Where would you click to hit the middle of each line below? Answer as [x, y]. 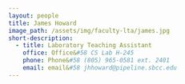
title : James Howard [43, 23]
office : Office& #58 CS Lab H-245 [78, 53]
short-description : [41, 38]
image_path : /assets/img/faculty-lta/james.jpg [89, 30]
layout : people [34, 16]
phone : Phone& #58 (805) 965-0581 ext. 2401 [97, 61]
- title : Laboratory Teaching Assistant [84, 46]
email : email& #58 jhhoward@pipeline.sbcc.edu [100, 68]
